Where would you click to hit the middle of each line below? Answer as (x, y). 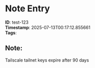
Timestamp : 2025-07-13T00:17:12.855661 (48, 27)
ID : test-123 (17, 22)
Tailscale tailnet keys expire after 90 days (47, 60)
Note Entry (28, 9)
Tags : (11, 33)
